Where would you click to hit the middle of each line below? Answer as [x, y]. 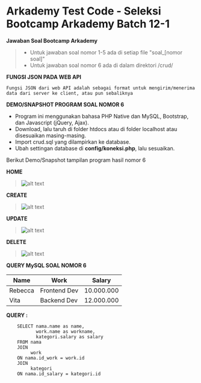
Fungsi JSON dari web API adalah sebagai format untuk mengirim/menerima [101, 88]
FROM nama [29, 342]
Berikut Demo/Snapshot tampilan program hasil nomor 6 [76, 160]
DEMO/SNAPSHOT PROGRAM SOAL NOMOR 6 [65, 105]
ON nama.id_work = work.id [51, 358]
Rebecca [22, 290]
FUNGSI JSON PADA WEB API [44, 77]
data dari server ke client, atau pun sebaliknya [70, 93]
